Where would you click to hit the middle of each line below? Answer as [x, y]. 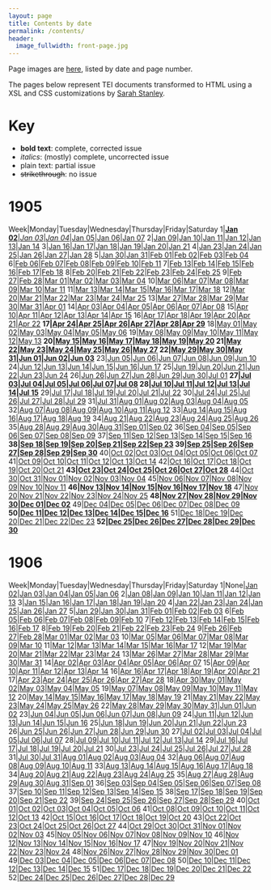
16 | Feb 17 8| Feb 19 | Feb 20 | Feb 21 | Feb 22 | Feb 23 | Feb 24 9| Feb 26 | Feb [125, 628]
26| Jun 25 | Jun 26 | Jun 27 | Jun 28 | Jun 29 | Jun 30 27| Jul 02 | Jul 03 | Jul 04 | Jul [135, 731]
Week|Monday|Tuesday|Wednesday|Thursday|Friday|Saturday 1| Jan [123, 229]
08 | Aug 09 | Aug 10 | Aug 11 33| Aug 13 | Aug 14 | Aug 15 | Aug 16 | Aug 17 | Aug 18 [131, 765]
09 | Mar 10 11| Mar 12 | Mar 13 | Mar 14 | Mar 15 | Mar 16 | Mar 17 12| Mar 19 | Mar [127, 645]
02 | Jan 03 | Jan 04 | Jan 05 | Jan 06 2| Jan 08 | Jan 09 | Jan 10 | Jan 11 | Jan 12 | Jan [135, 593]
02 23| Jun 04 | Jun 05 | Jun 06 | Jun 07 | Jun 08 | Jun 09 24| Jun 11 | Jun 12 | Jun [131, 714]
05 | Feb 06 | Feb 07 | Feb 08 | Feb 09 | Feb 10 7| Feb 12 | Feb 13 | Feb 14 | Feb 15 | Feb [134, 619]
